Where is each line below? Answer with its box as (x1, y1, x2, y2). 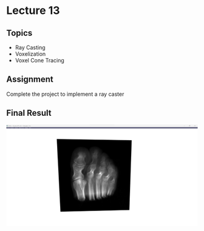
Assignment (6, 74, 53, 85)
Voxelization (15, 50, 46, 58)
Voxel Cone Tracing (15, 57, 65, 64)
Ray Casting (15, 44, 46, 51)
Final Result (6, 108, 52, 118)
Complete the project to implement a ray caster (6, 90, 124, 98)
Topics (6, 28, 33, 38)
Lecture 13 (6, 4, 60, 18)
